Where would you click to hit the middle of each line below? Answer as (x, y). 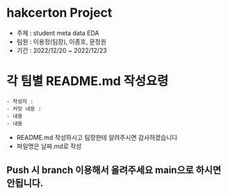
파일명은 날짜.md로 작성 (49, 146)
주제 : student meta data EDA (58, 33)
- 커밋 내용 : (24, 109)
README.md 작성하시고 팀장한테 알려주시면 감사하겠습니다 (97, 137)
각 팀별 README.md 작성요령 (88, 81)
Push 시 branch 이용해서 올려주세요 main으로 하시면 (114, 170)
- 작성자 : (20, 101)
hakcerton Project (59, 13)
